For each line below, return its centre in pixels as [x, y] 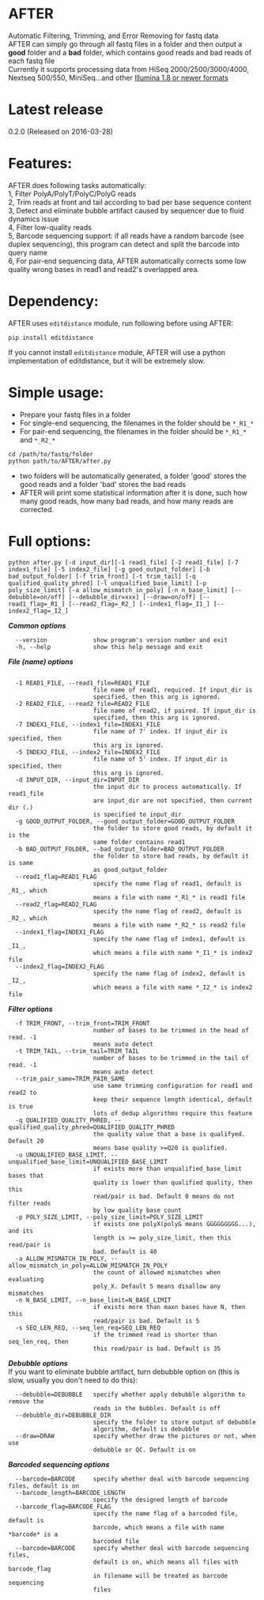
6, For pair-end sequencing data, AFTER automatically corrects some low [127, 261]
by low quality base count [137, 1210]
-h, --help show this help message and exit [109, 647]
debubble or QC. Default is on [144, 1450]
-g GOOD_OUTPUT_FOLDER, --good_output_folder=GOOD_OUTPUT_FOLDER [125, 821]
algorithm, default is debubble [146, 1429]
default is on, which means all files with [166, 1562]
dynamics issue [34, 219]
